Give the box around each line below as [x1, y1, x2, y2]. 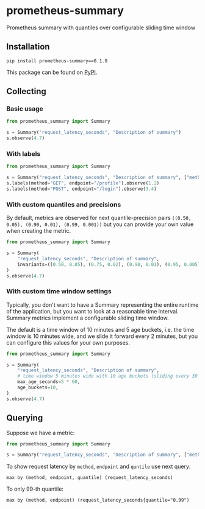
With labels [6, 149, 41, 158]
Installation [6, 42, 50, 52]
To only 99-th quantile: [6, 485, 64, 493]
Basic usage [6, 104, 44, 113]
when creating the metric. [6, 227, 71, 235]
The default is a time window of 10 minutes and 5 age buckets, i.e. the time [6, 326, 195, 333]
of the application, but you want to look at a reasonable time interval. [6, 307, 179, 315]
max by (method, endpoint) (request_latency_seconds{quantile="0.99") [6, 497, 190, 504]
